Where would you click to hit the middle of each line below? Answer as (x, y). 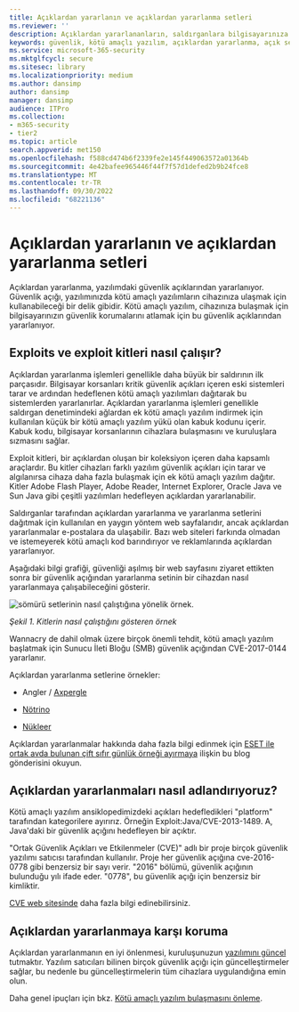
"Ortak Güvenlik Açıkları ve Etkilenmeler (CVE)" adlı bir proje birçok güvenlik (149, 848)
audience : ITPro (39, 109)
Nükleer (36, 726)
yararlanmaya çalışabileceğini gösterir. (80, 587)
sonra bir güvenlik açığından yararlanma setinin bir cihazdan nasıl (129, 577)
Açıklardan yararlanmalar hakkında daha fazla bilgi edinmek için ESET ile (142, 743)
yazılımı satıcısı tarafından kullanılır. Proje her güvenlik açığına (122, 858)
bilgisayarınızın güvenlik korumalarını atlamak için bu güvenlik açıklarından (145, 315)
